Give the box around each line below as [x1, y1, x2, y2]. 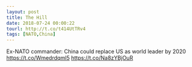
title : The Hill [6, 14, 48, 21]
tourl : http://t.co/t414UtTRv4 [6, 25, 86, 32]
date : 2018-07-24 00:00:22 [6, 20, 75, 26]
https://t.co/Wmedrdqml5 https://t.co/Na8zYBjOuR [6, 54, 133, 62]
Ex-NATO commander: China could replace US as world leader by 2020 [6, 48, 187, 55]
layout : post [6, 8, 40, 15]
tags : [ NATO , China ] [6, 31, 56, 37]
